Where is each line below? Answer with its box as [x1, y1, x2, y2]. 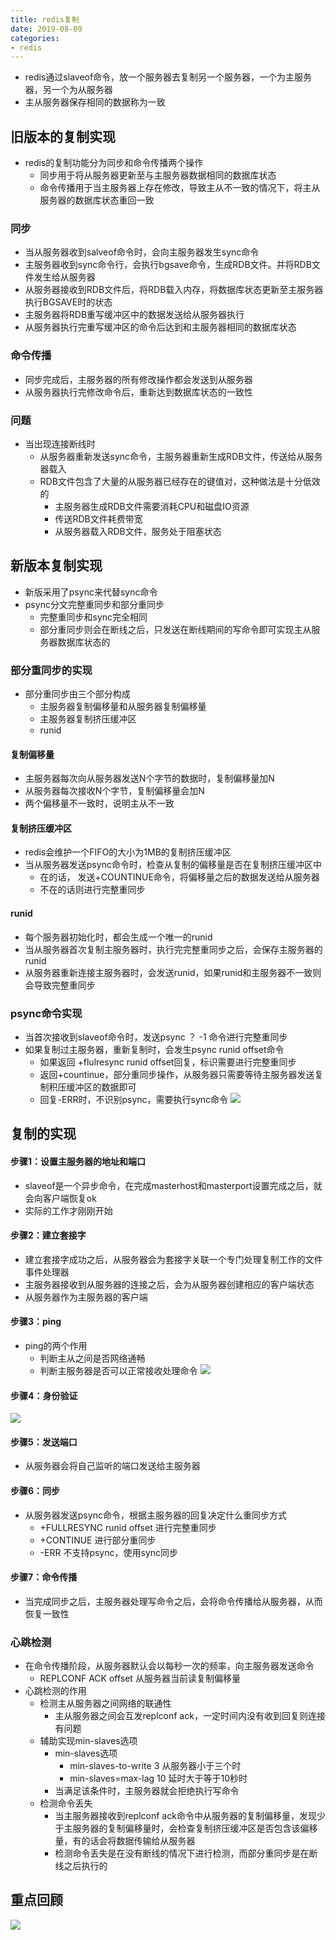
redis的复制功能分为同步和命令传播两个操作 [24, 157, 204, 169]
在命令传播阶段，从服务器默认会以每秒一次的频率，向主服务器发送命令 [24, 1660, 315, 1672]
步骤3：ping [10, 1316, 62, 1328]
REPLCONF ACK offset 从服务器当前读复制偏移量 [39, 1672, 241, 1685]
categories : [10, 33, 60, 43]
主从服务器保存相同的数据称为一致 [24, 96, 166, 108]
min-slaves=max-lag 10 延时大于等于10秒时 [69, 1772, 248, 1785]
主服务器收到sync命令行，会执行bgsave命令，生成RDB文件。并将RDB [24, 259, 312, 271]
